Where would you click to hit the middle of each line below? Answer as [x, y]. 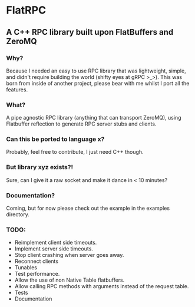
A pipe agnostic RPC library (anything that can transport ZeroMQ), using [94, 118]
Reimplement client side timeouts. [56, 243]
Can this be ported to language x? [55, 139]
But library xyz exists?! [40, 167]
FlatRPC [26, 10]
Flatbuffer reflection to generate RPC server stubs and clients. [81, 124]
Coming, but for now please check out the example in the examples [88, 208]
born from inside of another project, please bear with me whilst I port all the [98, 83]
